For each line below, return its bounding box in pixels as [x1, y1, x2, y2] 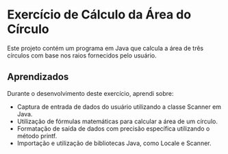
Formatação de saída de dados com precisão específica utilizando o [16, 124, 210, 133]
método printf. [16, 131, 58, 140]
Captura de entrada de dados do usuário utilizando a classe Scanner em [16, 103, 221, 111]
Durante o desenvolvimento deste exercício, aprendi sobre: [7, 89, 174, 97]
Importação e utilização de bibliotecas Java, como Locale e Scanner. [16, 139, 212, 147]
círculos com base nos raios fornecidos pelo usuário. [7, 51, 157, 60]
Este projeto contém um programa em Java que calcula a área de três [7, 44, 204, 52]
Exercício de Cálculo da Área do [7, 7, 192, 23]
